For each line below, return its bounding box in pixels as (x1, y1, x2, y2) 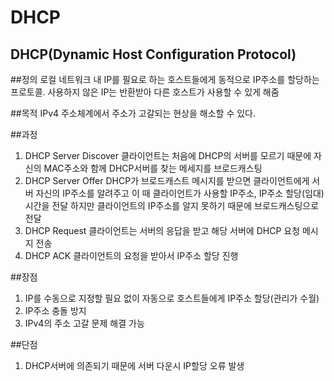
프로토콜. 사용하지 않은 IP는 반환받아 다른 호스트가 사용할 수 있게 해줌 (10, 86, 280, 98)
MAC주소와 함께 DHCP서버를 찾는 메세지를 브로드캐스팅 (43, 162, 263, 174)
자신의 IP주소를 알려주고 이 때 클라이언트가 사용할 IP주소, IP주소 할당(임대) (35, 187, 325, 199)
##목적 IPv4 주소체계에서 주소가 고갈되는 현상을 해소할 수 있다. (10, 107, 256, 119)
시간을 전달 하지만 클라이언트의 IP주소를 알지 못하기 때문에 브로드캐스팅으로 (24, 200, 320, 211)
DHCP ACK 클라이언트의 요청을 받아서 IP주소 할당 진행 (24, 250, 239, 261)
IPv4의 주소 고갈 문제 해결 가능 (24, 317, 145, 329)
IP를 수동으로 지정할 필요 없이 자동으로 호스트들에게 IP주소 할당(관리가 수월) (24, 292, 320, 304)
